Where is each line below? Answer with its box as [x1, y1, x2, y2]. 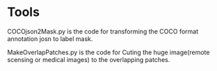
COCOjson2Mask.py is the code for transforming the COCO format [7, 27, 199, 35]
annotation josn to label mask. [7, 34, 93, 42]
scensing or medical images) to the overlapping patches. [7, 55, 170, 63]
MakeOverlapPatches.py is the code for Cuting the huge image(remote [7, 48, 210, 56]
